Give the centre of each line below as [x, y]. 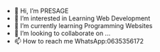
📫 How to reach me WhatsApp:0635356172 [79, 41]
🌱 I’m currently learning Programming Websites [83, 26]
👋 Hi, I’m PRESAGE [41, 11]
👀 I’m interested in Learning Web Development [82, 18]
